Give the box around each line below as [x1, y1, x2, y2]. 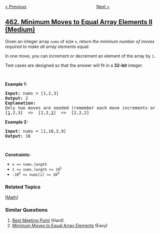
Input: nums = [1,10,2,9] [5, 128, 67, 134]
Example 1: [5, 81, 28, 87]
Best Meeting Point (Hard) [12, 217, 64, 223]
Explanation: [5, 100, 36, 106]
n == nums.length [12, 162, 47, 167]
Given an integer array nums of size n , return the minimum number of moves [5, 38, 155, 44]
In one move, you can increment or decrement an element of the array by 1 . [5, 53, 156, 59]
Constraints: [5, 152, 31, 157]
